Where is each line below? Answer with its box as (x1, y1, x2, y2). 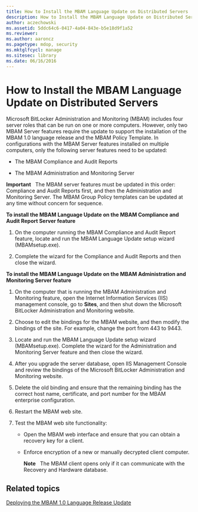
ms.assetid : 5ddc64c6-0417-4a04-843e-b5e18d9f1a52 (6, 25, 133, 31)
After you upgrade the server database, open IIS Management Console (14, 360, 187, 367)
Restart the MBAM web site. (14, 408, 82, 415)
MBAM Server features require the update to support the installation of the (6, 128, 187, 135)
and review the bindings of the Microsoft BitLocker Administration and (14, 366, 185, 373)
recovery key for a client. (23, 437, 84, 444)
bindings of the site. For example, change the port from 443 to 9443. (14, 325, 183, 332)
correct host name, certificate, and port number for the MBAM (14, 390, 166, 398)
